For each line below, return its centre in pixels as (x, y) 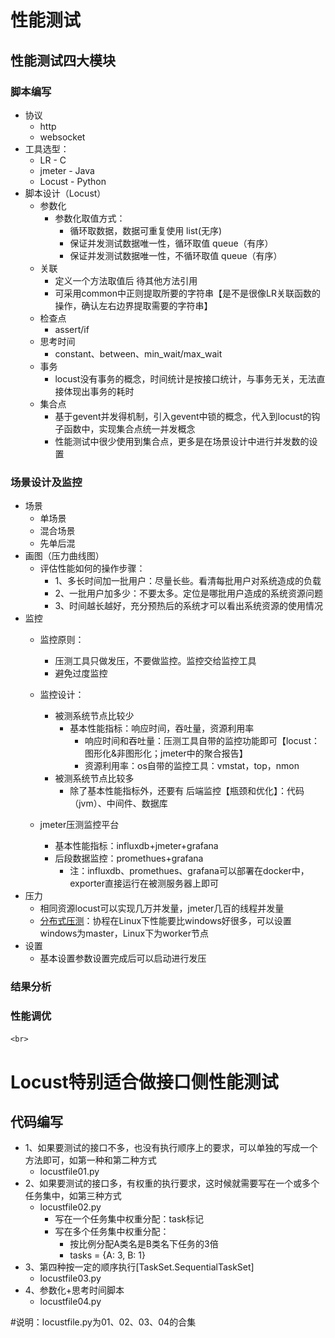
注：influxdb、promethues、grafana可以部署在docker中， (189, 871)
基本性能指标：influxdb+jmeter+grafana (136, 846)
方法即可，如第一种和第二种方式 (90, 1160)
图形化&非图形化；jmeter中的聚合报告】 (166, 753)
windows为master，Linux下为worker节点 (124, 933)
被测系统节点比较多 (94, 778)
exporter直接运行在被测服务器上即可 (144, 883)
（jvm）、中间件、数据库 (118, 803)
